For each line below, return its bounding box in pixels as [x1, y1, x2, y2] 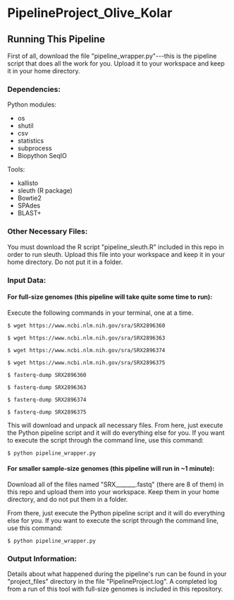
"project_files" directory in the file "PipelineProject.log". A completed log [7, 577, 217, 586]
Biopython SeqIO [17, 152, 67, 160]
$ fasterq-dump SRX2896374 [7, 396, 87, 403]
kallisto [17, 179, 39, 188]
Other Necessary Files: [7, 227, 88, 236]
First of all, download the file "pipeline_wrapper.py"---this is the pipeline [7, 52, 217, 60]
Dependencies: [7, 84, 61, 94]
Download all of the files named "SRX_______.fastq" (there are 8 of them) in [7, 480, 224, 488]
